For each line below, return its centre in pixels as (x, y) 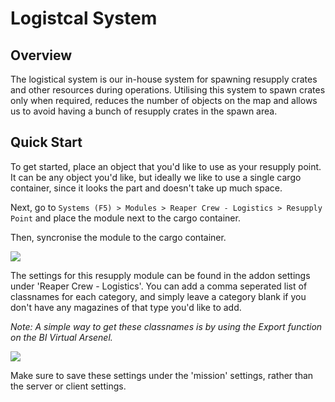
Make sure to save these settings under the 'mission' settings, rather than (162, 375)
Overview (41, 55)
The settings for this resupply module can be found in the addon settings (160, 275)
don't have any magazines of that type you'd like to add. (126, 307)
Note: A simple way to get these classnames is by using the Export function (166, 326)
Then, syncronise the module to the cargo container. (118, 237)
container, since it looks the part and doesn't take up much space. (146, 188)
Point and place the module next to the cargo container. (125, 218)
